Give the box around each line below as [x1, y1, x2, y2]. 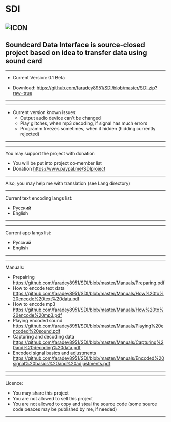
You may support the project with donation [5, 151, 95, 157]
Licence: [5, 380, 23, 386]
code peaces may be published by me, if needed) [12, 406, 117, 412]
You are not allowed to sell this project [12, 396, 93, 402]
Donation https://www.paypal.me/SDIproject [12, 166, 106, 172]
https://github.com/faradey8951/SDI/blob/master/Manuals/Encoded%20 [12, 355, 164, 361]
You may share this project [12, 390, 69, 396]
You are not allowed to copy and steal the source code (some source [12, 401, 157, 407]
